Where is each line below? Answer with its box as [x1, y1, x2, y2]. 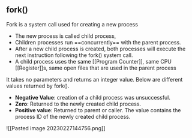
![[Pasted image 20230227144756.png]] [6, 124, 106, 131]
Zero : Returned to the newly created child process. [14, 100, 142, 107]
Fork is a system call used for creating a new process [6, 20, 138, 28]
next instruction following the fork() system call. [14, 51, 133, 59]
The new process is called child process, [14, 32, 116, 40]
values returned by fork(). [6, 82, 70, 89]
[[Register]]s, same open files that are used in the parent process [14, 64, 176, 71]
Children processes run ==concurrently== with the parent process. [14, 38, 181, 46]
